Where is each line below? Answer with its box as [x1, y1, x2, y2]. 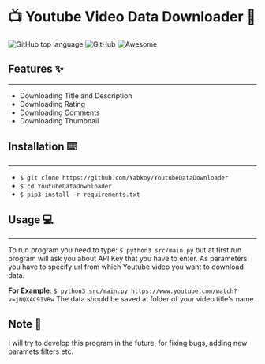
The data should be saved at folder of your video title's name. [56, 294, 256, 304]
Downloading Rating [19, 99, 85, 108]
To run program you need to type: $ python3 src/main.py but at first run [8, 245, 242, 255]
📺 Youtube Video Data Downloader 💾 [8, 8, 256, 26]
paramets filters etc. [8, 347, 73, 356]
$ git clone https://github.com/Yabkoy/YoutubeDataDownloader [19, 173, 229, 182]
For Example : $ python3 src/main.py [8, 286, 129, 295]
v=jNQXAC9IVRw [8, 296, 55, 304]
